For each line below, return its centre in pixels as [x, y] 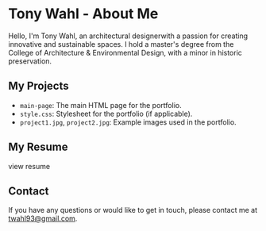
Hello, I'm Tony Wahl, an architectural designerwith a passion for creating [128, 36]
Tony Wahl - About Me [83, 14]
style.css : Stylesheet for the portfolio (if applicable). [106, 114]
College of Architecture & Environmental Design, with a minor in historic [125, 52]
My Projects [39, 86]
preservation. [30, 61]
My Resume [38, 147]
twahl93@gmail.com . [43, 218]
